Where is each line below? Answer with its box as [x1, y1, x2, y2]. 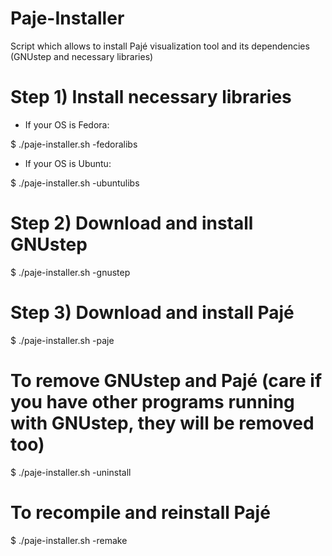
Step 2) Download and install [10, 212, 254, 235]
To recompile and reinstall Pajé [10, 501, 271, 524]
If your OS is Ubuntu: [24, 157, 112, 169]
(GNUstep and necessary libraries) [10, 50, 154, 62]
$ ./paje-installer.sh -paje [10, 334, 115, 346]
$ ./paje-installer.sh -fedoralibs [10, 138, 138, 150]
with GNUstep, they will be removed [10, 412, 315, 434]
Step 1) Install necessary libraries [10, 86, 292, 109]
